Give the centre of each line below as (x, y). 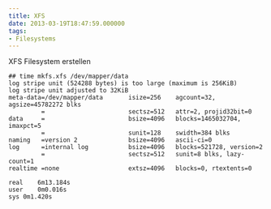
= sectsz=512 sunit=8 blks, (132, 155)
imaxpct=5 (25, 126)
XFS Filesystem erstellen (50, 62)
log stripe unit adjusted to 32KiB (69, 91)
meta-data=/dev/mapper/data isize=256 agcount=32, (112, 98)
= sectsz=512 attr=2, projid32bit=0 (146, 112)
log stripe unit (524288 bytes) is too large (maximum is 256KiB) (123, 83)
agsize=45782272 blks (45, 105)
